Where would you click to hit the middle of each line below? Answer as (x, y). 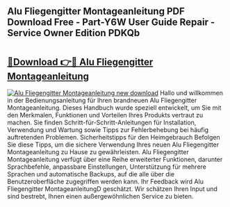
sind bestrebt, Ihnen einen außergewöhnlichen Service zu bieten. (100, 196)
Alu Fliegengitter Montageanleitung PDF (96, 11)
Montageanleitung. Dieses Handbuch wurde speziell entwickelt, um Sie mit (114, 108)
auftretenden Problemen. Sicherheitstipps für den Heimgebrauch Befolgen (114, 137)
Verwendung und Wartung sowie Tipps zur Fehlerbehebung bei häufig (108, 130)
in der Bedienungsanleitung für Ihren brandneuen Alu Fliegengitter (102, 100)
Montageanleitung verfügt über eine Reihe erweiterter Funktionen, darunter (115, 159)
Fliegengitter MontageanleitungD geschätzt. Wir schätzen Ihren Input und (112, 189)
